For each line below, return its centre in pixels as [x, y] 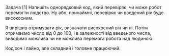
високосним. [19, 18]
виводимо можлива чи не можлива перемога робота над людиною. [79, 38]
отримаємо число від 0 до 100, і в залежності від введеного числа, [78, 33]
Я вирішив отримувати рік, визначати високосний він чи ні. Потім [77, 28]
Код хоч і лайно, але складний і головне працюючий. [63, 48]
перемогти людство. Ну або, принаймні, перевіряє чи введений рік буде [84, 13]
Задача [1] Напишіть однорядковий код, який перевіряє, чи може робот [83, 7]
